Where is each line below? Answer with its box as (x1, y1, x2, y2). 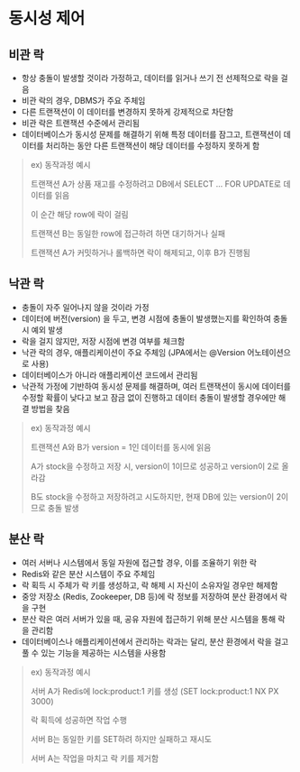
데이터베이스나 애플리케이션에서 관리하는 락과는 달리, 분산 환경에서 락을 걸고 (21, 636, 289, 647)
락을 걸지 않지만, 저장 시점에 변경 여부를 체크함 (21, 335, 186, 346)
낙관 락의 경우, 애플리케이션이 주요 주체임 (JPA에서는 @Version (21, 346, 245, 357)
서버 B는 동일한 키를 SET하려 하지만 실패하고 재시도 (30, 733, 213, 744)
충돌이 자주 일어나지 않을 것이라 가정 (21, 301, 150, 312)
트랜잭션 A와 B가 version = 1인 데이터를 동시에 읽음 (30, 441, 212, 452)
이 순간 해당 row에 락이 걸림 (30, 209, 129, 219)
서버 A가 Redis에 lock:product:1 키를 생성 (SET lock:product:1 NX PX (30, 685, 279, 696)
